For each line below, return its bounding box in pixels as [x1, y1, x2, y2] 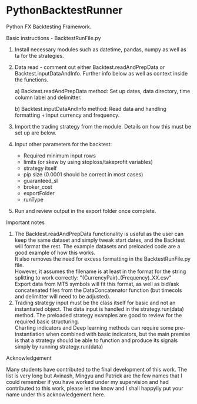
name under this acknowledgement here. [6, 390, 106, 398]
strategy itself [23, 165, 57, 172]
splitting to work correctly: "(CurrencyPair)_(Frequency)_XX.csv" [14, 274, 172, 281]
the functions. [14, 76, 49, 83]
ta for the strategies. [14, 52, 64, 59]
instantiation [14, 330, 45, 337]
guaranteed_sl [23, 177, 58, 184]
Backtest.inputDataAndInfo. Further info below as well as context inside [14, 70, 188, 77]
